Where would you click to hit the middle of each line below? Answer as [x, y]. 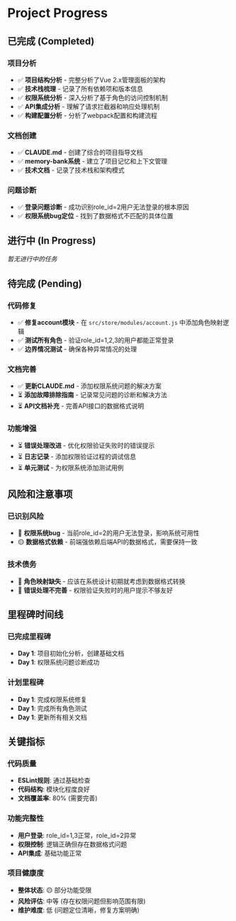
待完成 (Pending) [45, 283]
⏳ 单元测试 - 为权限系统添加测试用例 [71, 468]
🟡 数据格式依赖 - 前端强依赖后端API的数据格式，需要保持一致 [107, 542]
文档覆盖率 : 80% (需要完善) [57, 798]
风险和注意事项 [40, 494]
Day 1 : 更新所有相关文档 [52, 717]
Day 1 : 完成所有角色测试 [52, 708]
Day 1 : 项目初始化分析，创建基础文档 [71, 653]
